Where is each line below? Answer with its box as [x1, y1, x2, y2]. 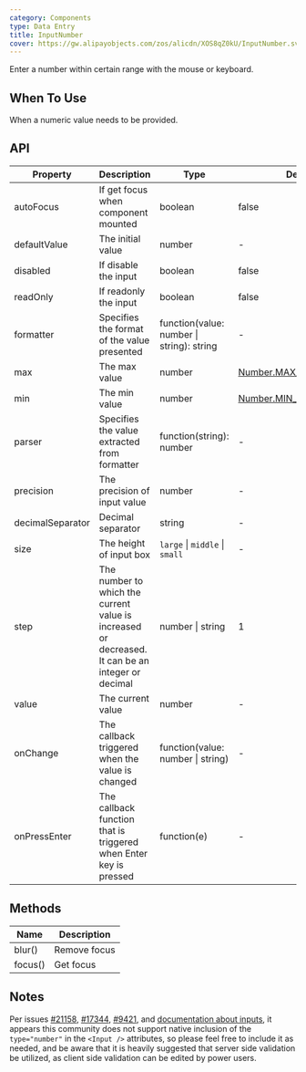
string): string [158, 339, 218, 352]
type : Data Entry [9, 22, 76, 31]
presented [98, 345, 143, 358]
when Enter [98, 847, 148, 859]
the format [98, 322, 144, 335]
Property [32, 168, 72, 181]
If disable [98, 258, 138, 271]
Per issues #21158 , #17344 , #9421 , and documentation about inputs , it [9, 1014, 272, 1025]
